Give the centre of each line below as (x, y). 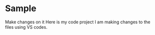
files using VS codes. (26, 27)
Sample (21, 9)
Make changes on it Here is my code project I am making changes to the (78, 22)
